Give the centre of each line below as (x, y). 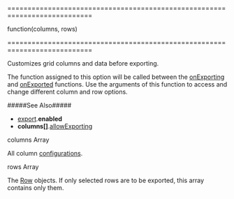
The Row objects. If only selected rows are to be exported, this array (106, 180)
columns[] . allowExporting (55, 126)
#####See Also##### (39, 105)
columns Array (28, 140)
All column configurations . (45, 153)
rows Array (23, 167)
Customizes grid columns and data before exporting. (83, 63)
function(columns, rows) (43, 29)
